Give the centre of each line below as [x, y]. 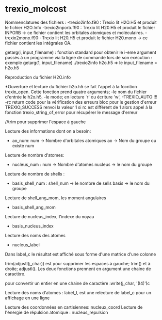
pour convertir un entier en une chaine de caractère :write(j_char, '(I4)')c [78, 283]
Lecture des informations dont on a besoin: [48, 131]
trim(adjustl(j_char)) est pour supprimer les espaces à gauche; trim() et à [78, 263]
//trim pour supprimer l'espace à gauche [45, 122]
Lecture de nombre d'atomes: [35, 155]
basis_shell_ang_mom [34, 207]
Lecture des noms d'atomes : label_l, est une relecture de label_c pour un [78, 292]
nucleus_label [26, 245]
